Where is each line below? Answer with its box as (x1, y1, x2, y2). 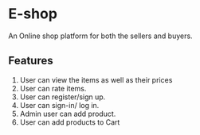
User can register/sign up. (19, 92, 106, 102)
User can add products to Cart (19, 117, 120, 127)
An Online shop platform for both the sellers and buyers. (8, 31, 193, 40)
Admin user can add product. (19, 109, 116, 118)
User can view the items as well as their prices (19, 75, 173, 84)
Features (8, 54, 53, 67)
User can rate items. (19, 83, 87, 93)
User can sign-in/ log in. (19, 100, 100, 110)
